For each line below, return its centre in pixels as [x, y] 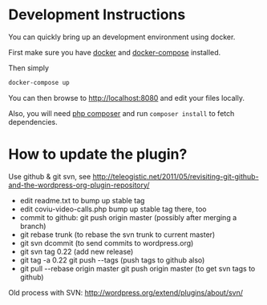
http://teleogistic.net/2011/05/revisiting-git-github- [176, 176]
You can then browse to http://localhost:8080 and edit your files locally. [126, 98]
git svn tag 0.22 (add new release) [77, 251]
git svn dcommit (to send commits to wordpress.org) [107, 243]
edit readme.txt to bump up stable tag [82, 200]
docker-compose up [39, 82]
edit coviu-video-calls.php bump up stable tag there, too [113, 209]
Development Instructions [97, 15]
